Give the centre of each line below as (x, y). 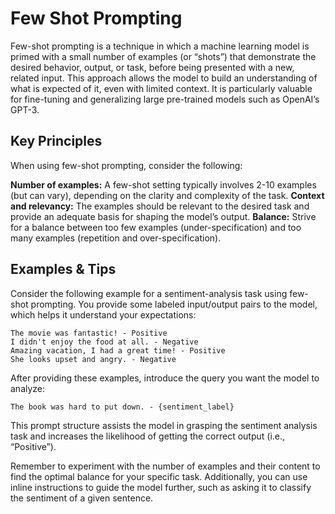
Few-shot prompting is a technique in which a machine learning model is (160, 46)
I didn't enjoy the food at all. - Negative (104, 342)
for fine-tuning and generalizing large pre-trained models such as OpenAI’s (165, 99)
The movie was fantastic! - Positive (89, 333)
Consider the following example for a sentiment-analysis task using (149, 293)
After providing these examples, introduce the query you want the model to (165, 378)
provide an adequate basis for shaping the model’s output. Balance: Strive (163, 216)
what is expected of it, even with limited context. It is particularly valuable (161, 88)
